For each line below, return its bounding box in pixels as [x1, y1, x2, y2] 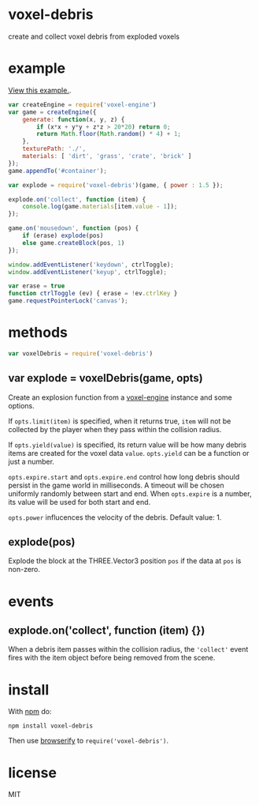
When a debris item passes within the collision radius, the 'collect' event [8, 645, 249, 654]
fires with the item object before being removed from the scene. [8, 653, 216, 663]
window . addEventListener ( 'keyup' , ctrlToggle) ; [8, 268, 168, 276]
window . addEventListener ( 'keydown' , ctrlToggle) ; [8, 261, 175, 269]
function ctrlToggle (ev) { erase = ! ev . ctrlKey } [8, 290, 178, 298]
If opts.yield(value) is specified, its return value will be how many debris [8, 440, 246, 450]
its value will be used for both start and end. [8, 497, 151, 506]
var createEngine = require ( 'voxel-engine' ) [8, 100, 157, 108]
